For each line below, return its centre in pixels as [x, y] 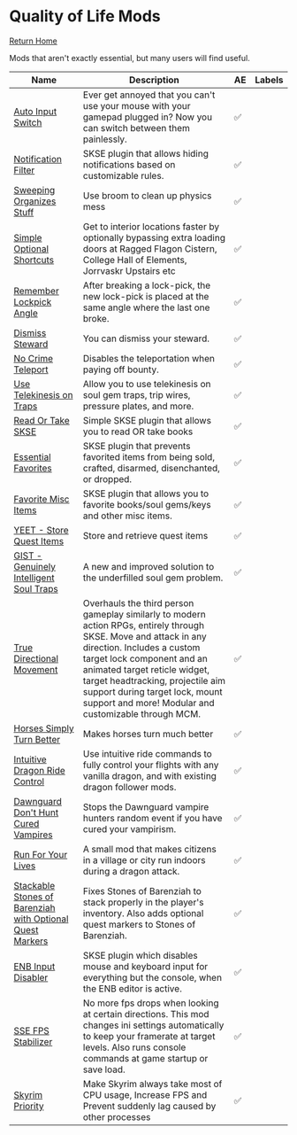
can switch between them [136, 128]
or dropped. [107, 478]
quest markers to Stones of [139, 924]
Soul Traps [36, 588]
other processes [117, 1116]
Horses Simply [44, 728]
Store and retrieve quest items [145, 535]
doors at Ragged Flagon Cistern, [150, 248]
